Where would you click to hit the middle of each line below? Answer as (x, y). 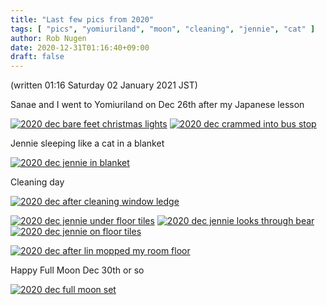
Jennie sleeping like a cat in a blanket (87, 143)
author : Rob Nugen (48, 38)
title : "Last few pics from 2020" (82, 19)
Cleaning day (37, 182)
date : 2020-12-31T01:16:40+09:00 (80, 47)
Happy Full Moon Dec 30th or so (77, 270)
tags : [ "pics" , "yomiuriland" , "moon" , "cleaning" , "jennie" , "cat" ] (163, 29)
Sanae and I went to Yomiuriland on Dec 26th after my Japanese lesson (157, 105)
